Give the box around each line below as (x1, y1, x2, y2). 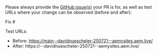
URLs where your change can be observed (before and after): (5, 9, 132, 15)
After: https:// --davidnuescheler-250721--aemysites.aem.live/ (12, 43, 140, 49)
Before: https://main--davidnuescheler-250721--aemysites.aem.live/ (12, 38, 153, 44)
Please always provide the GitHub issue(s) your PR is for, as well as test (5, 4, 152, 10)
